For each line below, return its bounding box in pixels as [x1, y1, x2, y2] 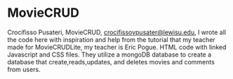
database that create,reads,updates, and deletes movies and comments [7, 57, 215, 66]
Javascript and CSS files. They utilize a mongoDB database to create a [7, 50, 212, 59]
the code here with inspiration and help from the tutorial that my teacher [7, 35, 215, 43]
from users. [7, 65, 41, 73]
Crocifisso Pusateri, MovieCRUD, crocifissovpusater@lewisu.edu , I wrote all [7, 28, 227, 36]
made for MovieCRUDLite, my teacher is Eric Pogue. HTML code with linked [7, 43, 227, 51]
